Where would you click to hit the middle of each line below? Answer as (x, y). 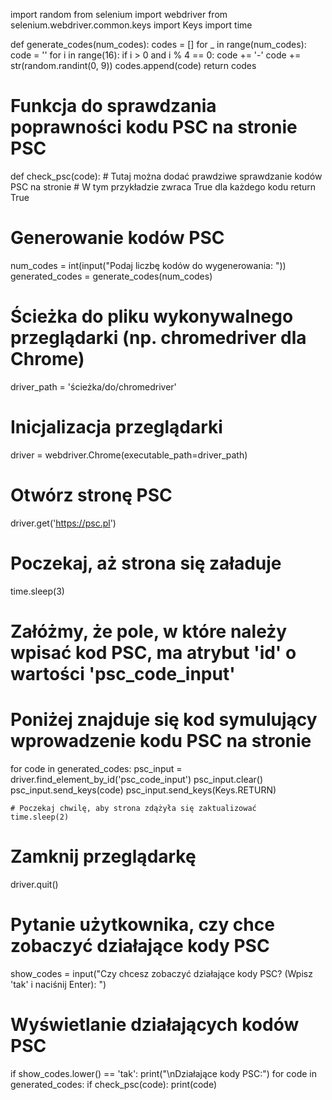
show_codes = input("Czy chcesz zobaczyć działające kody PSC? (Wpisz (161, 973)
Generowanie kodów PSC (117, 238)
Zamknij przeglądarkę (103, 856)
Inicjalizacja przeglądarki (116, 427)
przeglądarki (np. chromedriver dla (158, 338)
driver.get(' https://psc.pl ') (63, 523)
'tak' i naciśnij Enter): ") (58, 984)
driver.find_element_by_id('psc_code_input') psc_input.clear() (137, 779)
